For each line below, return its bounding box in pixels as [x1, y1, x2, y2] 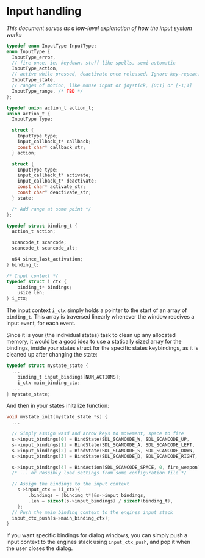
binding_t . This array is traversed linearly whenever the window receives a [6, 313, 195, 321]
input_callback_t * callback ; [17, 139, 92, 145]
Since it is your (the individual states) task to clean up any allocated [6, 332, 176, 339]
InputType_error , [12, 54, 56, 60]
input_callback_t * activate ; [17, 172, 92, 178]
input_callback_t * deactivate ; [17, 178, 97, 184]
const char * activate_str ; [17, 184, 86, 190]
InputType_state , [12, 77, 56, 83]
